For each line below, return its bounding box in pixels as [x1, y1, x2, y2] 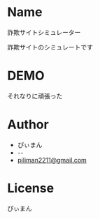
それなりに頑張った [7, 91, 63, 100]
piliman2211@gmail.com [17, 156, 87, 164]
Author [7, 116, 49, 133]
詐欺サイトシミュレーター [7, 28, 81, 36]
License [7, 181, 55, 196]
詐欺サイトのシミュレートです [7, 43, 93, 51]
